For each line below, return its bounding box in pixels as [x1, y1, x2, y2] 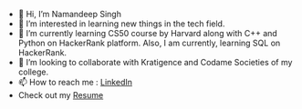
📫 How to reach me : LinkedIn [17, 77, 132, 87]
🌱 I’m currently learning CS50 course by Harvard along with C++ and [17, 28, 278, 38]
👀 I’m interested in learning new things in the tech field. [17, 18, 225, 29]
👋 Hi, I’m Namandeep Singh [17, 9, 121, 19]
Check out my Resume [17, 90, 104, 100]
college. [17, 66, 48, 77]
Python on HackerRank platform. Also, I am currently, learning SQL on [17, 37, 281, 48]
